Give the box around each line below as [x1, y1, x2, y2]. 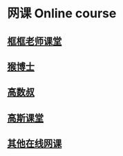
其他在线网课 [7, 138, 62, 150]
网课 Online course [7, 6, 117, 21]
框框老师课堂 [7, 35, 62, 47]
